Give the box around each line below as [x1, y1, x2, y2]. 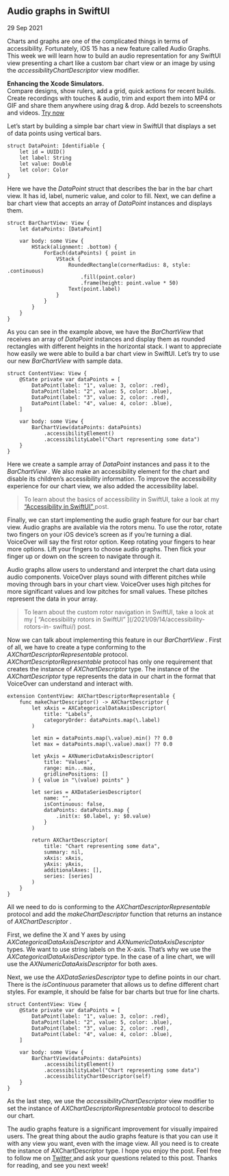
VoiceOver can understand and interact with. [7, 679, 133, 688]
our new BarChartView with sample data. [7, 357, 123, 365]
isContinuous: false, [43, 800, 106, 808]
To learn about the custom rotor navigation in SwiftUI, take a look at [23, 608, 214, 616]
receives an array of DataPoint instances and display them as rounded [7, 335, 206, 343]
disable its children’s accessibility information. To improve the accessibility [7, 475, 217, 483]
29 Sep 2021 [7, 23, 43, 32]
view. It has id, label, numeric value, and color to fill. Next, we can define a [7, 191, 217, 200]
